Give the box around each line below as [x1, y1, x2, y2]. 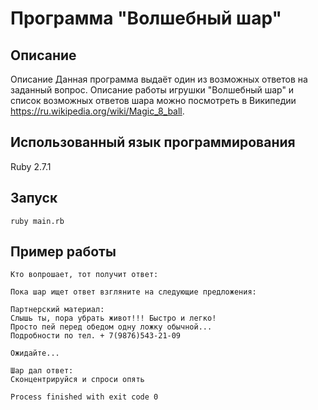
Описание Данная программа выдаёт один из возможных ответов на [10, 73, 308, 85]
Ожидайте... [10, 348, 60, 359]
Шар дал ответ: [10, 366, 74, 376]
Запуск [10, 190, 58, 207]
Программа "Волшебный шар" [10, 7, 282, 30]
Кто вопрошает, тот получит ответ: [10, 270, 159, 280]
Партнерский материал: [10, 305, 105, 315]
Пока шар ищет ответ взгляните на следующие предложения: [10, 287, 257, 297]
